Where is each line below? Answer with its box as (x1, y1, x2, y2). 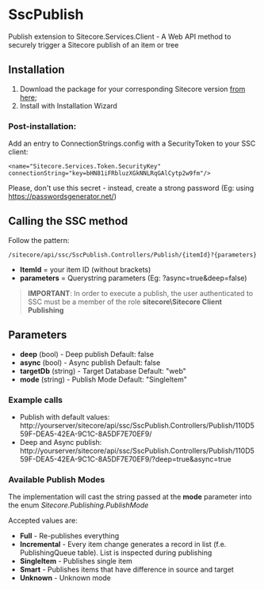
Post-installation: (8, 120, 77, 131)
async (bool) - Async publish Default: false (19, 358, 161, 367)
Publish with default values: (19, 412, 110, 421)
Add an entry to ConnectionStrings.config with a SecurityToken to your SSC (8, 139, 256, 148)
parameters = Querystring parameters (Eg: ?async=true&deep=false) (19, 273, 247, 283)
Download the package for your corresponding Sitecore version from (19, 84, 246, 93)
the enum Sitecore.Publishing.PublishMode (8, 500, 149, 510)
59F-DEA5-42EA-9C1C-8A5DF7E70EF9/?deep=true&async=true (19, 454, 231, 464)
